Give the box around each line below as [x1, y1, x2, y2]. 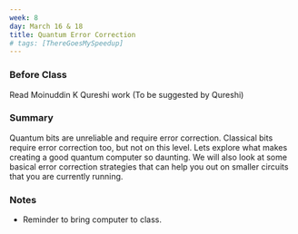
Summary [9, 112, 55, 124]
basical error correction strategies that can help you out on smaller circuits [9, 161, 289, 172]
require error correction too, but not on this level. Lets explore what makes [9, 141, 288, 152]
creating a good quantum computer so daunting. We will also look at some [9, 151, 288, 162]
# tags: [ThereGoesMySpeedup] [9, 38, 124, 48]
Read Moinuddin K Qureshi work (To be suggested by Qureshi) [9, 89, 244, 100]
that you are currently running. [9, 171, 124, 181]
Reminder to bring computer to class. [22, 214, 162, 225]
